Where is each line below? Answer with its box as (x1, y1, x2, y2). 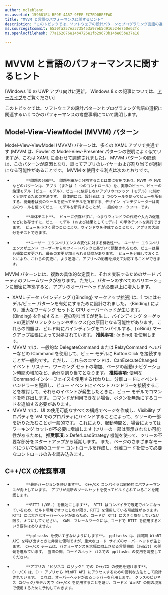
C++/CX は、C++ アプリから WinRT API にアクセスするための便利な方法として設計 (12, 569, 162, 575)
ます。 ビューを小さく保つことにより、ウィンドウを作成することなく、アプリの (12, 225, 152, 230)
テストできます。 (19, 230, 50, 235)
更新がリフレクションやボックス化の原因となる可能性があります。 (21, 319, 156, 325)
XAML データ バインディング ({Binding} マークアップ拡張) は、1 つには (12, 294, 157, 300)
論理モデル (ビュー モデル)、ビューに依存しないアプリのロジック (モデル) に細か (12, 189, 161, 194)
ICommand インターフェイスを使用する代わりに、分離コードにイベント (12, 376, 158, 382)
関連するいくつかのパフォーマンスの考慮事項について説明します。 (5, 111, 140, 117)
